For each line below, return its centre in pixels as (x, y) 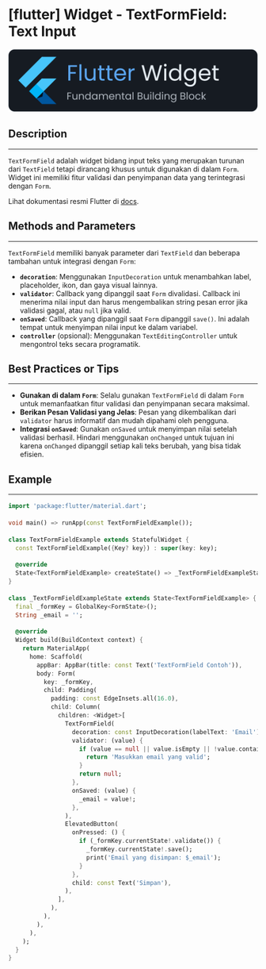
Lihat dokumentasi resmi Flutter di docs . (74, 201)
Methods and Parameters (72, 227)
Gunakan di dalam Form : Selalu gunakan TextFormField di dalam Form (131, 395)
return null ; (101, 774)
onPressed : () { (99, 832)
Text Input (42, 31)
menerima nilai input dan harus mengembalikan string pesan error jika (133, 302)
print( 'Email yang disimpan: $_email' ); (154, 857)
